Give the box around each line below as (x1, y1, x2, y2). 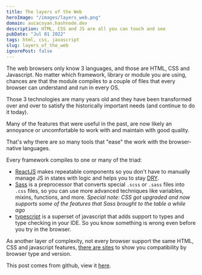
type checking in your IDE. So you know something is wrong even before (14, 219, 196, 226)
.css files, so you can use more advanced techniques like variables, (14, 187, 184, 194)
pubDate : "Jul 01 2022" (6, 31, 66, 37)
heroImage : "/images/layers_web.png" (6, 14, 101, 21)
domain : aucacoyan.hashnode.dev (6, 20, 87, 26)
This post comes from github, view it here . (6, 262, 112, 269)
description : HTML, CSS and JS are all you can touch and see (6, 25, 166, 32)
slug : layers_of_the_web (6, 43, 69, 49)
